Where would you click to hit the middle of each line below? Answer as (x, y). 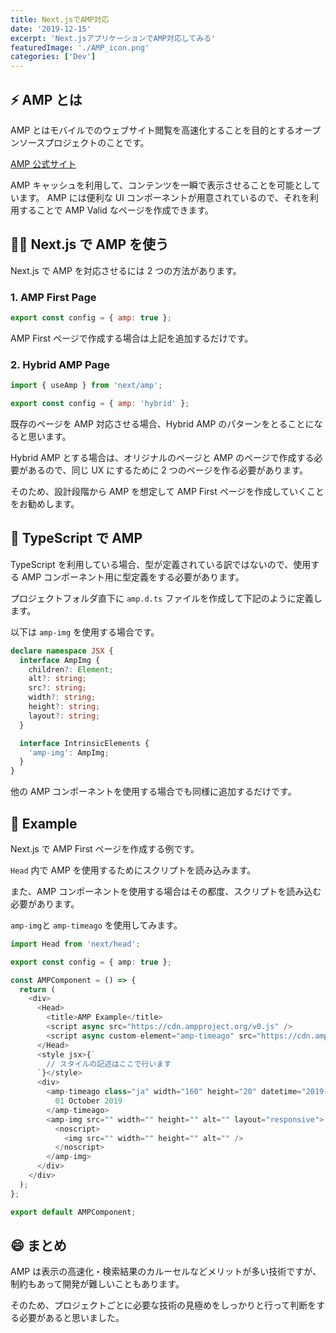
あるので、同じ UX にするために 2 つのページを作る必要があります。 (168, 470)
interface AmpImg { (60, 660)
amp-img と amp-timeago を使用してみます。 (96, 925)
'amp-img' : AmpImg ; (69, 752)
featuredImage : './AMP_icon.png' (80, 47)
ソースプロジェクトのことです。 (84, 142)
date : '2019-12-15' (51, 29)
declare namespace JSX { (62, 651)
